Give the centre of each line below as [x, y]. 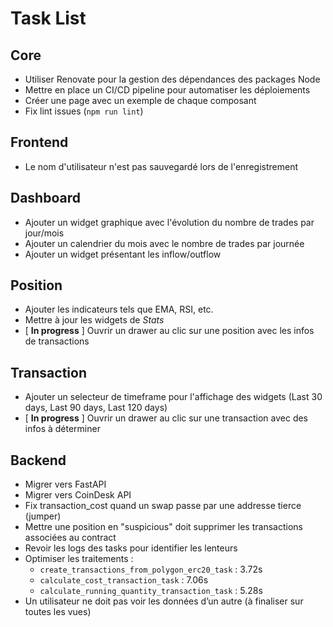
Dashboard [45, 198]
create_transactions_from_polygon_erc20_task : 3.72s [151, 569]
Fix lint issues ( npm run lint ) [84, 111]
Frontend [39, 142]
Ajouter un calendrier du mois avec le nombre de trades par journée [164, 243]
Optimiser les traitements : [79, 559]
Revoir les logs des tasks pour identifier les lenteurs [131, 548]
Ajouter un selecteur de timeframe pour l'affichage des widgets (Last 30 [173, 397]
